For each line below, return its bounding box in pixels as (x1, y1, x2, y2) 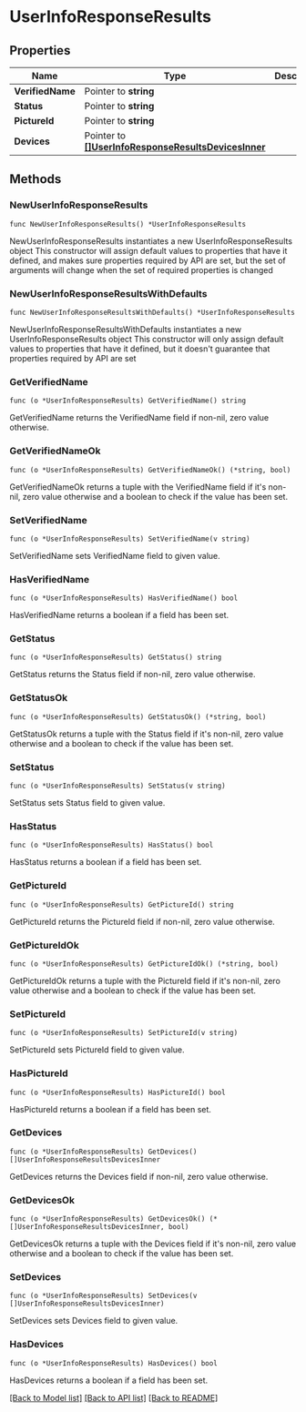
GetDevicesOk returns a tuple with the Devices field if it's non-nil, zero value (9, 1238, 297, 1249)
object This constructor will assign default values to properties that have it (9, 245, 288, 256)
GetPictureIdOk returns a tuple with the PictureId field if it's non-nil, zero (9, 975, 280, 986)
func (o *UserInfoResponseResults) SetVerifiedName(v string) (9, 534, 250, 543)
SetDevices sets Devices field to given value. (9, 1315, 178, 1326)
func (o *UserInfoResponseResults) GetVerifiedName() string (9, 396, 247, 406)
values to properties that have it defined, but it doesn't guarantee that (9, 343, 270, 354)
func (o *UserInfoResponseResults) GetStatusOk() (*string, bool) (9, 712, 267, 721)
